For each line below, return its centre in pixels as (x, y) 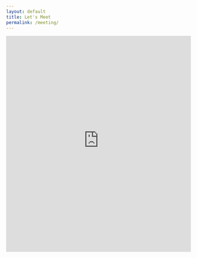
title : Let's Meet (28, 17)
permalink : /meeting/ (33, 22)
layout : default (26, 11)
